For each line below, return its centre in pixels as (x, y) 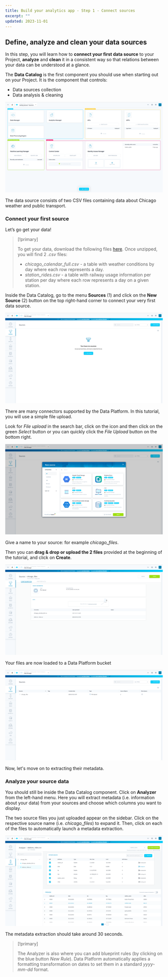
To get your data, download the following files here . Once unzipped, (87, 249)
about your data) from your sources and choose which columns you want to (83, 803)
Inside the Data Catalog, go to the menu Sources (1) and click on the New (81, 295)
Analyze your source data (37, 782)
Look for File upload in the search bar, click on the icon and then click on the (84, 426)
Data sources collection (37, 90)
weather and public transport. (36, 206)
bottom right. (18, 437)
